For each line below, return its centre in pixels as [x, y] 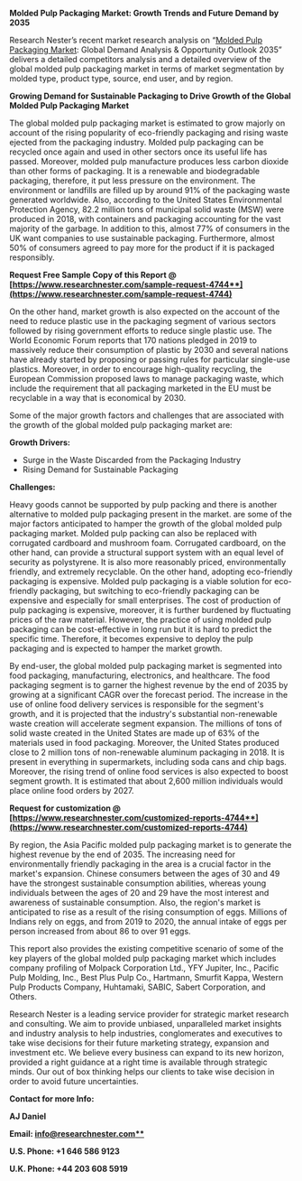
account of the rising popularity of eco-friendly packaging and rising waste [149, 133]
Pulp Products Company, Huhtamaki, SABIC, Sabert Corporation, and [137, 987]
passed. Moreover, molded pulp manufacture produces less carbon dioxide [149, 161]
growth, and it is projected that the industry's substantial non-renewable [143, 714]
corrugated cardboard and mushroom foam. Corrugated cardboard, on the [148, 543]
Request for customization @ [65, 808]
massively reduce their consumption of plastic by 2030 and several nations [149, 350]
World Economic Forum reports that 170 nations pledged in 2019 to [133, 340]
